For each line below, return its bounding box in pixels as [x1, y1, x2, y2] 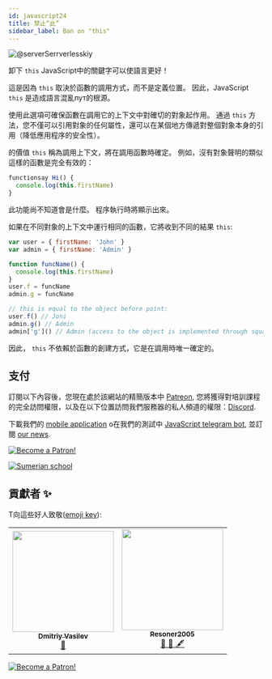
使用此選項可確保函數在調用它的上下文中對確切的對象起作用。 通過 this [8, 110, 247, 120]
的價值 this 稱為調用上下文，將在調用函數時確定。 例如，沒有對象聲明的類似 [8, 147, 263, 158]
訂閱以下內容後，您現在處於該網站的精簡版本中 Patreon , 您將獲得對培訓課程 [8, 392, 261, 401]
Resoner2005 [149, 630, 196, 639]
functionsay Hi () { [8, 174, 74, 182]
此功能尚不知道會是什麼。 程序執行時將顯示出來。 [8, 205, 174, 214]
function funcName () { [8, 260, 85, 268]
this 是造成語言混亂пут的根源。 [8, 93, 115, 103]
